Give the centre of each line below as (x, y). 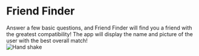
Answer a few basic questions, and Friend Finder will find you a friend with (99, 28)
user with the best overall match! (47, 40)
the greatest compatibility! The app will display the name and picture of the (100, 34)
